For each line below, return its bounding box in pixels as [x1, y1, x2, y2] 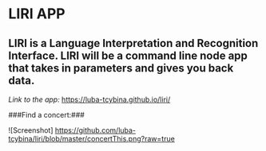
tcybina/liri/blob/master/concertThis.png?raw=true [8, 134, 176, 143]
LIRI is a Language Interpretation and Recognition [8, 37, 259, 50]
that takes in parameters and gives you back [8, 61, 234, 75]
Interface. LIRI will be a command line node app [8, 48, 248, 62]
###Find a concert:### [8, 110, 85, 119]
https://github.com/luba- [54, 126, 137, 135]
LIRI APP [8, 5, 66, 23]
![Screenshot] [8, 126, 54, 135]
